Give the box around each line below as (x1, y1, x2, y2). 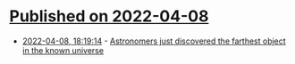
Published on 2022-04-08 (9, 6, 209, 27)
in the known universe (21, 44, 105, 55)
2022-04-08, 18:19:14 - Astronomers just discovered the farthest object (21, 36, 286, 46)
